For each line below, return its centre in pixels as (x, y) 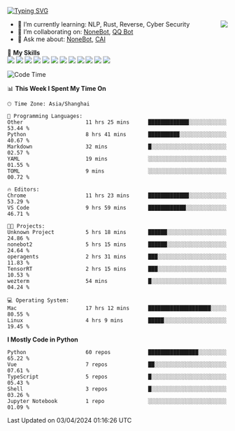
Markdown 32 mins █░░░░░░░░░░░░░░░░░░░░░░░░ (117, 147)
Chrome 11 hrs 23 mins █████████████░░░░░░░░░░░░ (117, 196)
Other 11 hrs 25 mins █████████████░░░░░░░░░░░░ (117, 122)
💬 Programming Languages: (45, 116)
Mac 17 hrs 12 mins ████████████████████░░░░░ (117, 308)
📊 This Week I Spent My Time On (57, 88)
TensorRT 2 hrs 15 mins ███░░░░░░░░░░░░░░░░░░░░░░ (117, 269)
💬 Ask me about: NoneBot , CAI (62, 39)
